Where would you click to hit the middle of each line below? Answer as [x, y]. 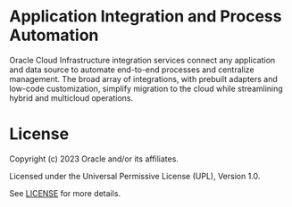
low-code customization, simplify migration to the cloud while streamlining [146, 88]
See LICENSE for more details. [65, 193]
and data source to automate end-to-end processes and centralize [132, 70]
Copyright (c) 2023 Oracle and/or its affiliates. [94, 159]
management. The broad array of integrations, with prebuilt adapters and [144, 79]
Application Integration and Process [146, 17]
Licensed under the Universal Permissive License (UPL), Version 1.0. [135, 176]
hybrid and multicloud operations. [71, 98]
